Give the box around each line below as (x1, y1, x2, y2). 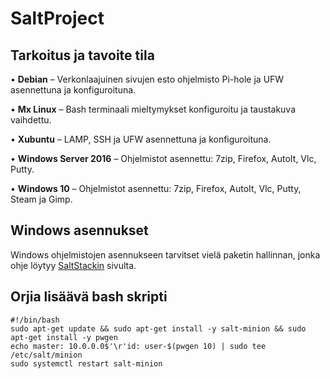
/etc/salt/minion (10, 350, 83, 360)
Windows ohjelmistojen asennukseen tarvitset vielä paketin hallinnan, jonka (10, 248, 321, 261)
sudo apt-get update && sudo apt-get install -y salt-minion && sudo (10, 323, 307, 334)
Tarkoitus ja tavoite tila (10, 47, 155, 64)
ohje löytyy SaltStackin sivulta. (10, 259, 137, 271)
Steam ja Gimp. (10, 193, 73, 205)
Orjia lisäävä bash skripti (10, 288, 168, 306)
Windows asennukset (10, 222, 149, 239)
